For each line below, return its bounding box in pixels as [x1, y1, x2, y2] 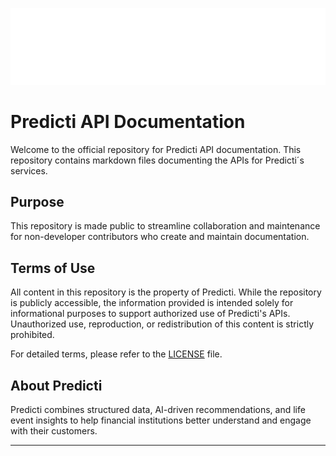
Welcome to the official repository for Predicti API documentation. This [10, 143, 302, 155]
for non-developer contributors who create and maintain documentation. [10, 231, 310, 243]
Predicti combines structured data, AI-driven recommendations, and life [10, 403, 306, 415]
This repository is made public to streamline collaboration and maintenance [10, 220, 321, 232]
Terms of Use [10, 259, 96, 277]
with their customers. [10, 424, 98, 437]
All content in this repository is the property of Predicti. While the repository [10, 286, 322, 298]
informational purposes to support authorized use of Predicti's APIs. [10, 308, 291, 320]
